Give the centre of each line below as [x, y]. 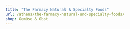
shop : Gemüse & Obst [27, 19]
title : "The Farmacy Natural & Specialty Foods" [57, 10]
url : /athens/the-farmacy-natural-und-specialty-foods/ [65, 14]
